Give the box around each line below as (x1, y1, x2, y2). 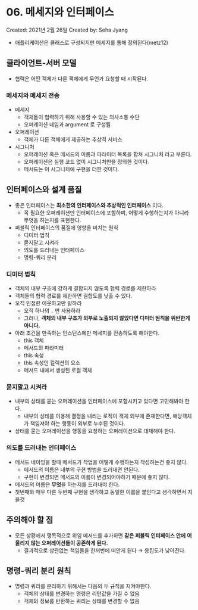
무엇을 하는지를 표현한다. (23, 216, 81, 223)
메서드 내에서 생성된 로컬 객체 (23, 367, 92, 374)
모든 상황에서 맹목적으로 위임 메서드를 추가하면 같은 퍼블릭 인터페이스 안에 (14, 531, 186, 539)
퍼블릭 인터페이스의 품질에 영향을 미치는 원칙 (14, 224, 119, 231)
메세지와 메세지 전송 (6, 91, 60, 99)
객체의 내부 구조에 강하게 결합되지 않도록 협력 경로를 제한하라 (14, 285, 156, 292)
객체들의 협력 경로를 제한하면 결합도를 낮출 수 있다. (14, 292, 133, 300)
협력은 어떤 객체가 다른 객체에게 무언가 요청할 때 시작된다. (14, 75, 149, 82)
